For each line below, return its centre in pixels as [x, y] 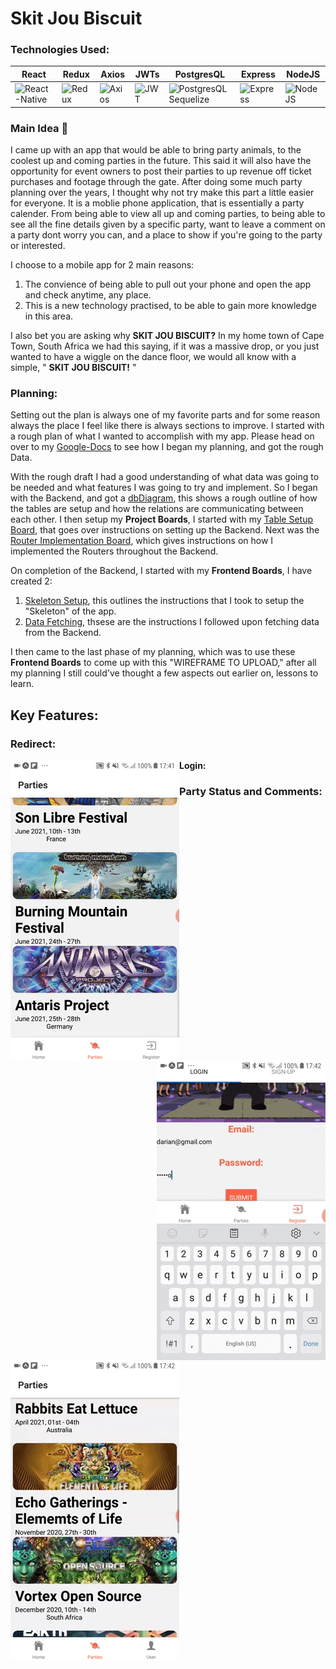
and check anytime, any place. [88, 295]
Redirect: [33, 744]
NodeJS [303, 74]
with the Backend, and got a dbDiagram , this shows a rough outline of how [164, 498]
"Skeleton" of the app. [70, 611]
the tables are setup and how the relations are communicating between [157, 509]
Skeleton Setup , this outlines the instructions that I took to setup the [164, 601]
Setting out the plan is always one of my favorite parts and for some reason [165, 415]
